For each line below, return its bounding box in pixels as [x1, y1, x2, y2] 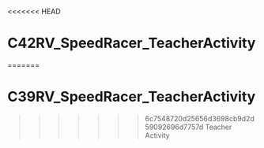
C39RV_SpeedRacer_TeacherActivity [7, 88, 256, 105]
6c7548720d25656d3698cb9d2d [145, 113, 255, 123]
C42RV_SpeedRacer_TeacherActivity [7, 35, 256, 52]
